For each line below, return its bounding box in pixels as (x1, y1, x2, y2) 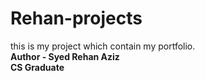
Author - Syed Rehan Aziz (10, 50, 120, 62)
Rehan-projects (10, 7, 143, 30)
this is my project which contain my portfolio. (10, 40, 196, 52)
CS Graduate (10, 61, 65, 73)
